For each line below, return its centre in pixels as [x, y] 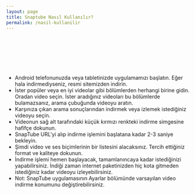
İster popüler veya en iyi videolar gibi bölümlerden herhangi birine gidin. [102, 90]
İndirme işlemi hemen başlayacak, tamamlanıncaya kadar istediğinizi [98, 160]
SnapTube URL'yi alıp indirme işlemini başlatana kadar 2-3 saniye [94, 134]
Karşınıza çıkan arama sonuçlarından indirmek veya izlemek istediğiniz [100, 109]
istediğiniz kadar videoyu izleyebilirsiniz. [64, 172]
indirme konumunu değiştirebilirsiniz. [60, 185]
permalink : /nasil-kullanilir [43, 22]
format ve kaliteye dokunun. [48, 153]
